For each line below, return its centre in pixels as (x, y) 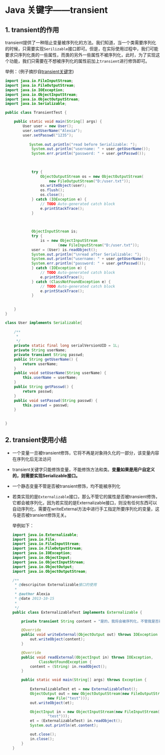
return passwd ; (38, 391)
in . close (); (42, 739)
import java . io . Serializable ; (36, 104)
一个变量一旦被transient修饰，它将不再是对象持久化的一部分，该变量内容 (86, 453)
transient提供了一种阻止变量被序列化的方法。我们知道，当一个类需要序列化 (81, 43)
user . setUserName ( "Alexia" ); (53, 131)
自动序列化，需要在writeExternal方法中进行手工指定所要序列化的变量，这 (86, 509)
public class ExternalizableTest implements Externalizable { (77, 612)
